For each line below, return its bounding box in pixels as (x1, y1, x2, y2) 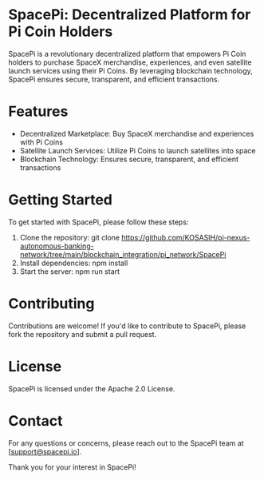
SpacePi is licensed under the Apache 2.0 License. (8, 383, 175, 393)
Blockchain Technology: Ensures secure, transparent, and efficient (19, 154, 239, 164)
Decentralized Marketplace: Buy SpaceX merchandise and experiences (19, 129, 254, 138)
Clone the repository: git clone (19, 232, 120, 242)
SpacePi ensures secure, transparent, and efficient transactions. (8, 74, 220, 84)
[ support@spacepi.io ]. (8, 446, 82, 456)
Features (8, 102, 69, 121)
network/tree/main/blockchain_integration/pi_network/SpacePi (19, 249, 227, 259)
